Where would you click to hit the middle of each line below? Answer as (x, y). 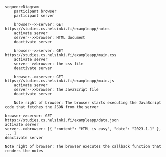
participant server (34, 16)
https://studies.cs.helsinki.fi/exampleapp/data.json (62, 120)
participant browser (35, 11)
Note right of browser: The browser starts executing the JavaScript (88, 103)
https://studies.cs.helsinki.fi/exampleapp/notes (58, 29)
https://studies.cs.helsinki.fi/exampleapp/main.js (60, 81)
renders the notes (24, 151)
